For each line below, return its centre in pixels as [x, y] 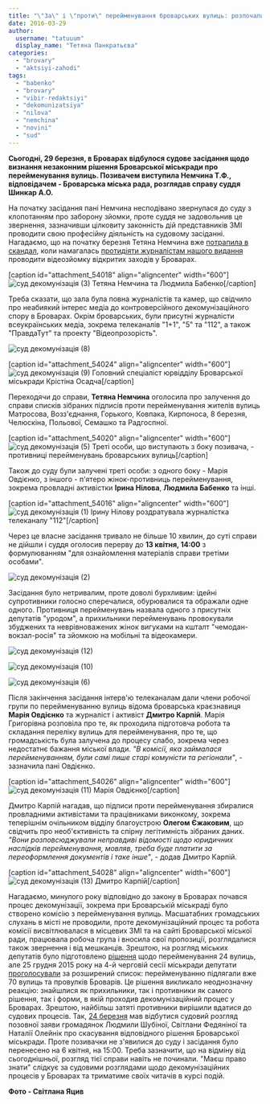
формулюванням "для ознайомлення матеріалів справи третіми [119, 553]
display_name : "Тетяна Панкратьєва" [77, 46]
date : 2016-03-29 [37, 23]
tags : [17, 76]
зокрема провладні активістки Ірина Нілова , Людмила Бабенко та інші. [132, 488]
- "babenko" [36, 83]
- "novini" [34, 128]
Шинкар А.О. [31, 192]
